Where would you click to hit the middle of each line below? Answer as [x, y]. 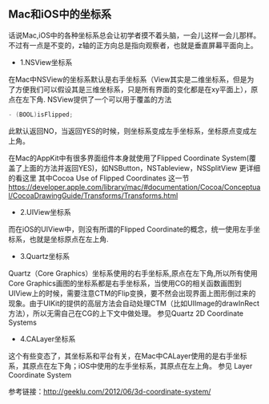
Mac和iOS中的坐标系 [60, 14]
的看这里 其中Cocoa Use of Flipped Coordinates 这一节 [99, 178]
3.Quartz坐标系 [45, 256]
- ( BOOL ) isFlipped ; [41, 115]
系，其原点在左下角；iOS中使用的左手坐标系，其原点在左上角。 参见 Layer [130, 366]
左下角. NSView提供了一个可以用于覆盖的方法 [97, 99]
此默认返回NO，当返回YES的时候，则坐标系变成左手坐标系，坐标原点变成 [129, 131]
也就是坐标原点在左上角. [69, 239]
